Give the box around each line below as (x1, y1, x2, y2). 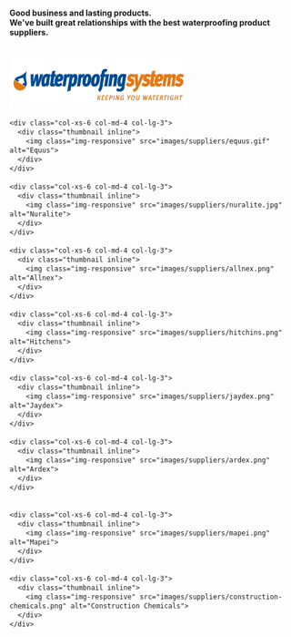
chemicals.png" (9, 601, 67, 611)
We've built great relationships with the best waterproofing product (9, 16, 271, 27)
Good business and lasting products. (9, 7, 152, 18)
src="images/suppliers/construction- (139, 592, 283, 601)
